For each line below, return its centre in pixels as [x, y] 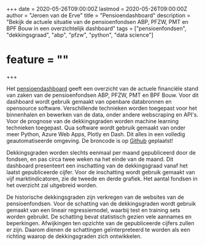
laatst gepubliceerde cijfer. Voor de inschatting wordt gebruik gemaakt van [101, 172]
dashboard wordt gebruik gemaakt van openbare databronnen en [89, 101]
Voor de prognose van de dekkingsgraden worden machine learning [93, 121]
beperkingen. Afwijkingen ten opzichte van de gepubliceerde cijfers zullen [100, 223]
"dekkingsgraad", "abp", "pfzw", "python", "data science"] [80, 35]
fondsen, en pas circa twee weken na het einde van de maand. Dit [90, 159]
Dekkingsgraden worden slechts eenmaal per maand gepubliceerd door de [101, 152]
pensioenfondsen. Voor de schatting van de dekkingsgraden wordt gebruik [101, 203]
